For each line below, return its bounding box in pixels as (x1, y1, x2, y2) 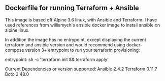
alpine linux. (5, 27, 30, 33)
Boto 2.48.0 (5, 71, 29, 77)
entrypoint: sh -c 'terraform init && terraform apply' (5, 56, 109, 62)
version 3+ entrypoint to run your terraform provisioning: (25, 47, 140, 53)
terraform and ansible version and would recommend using (5, 41, 126, 48)
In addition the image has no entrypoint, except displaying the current (5, 37, 146, 42)
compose (5, 47, 25, 53)
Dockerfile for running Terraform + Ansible (5, 4, 139, 12)
